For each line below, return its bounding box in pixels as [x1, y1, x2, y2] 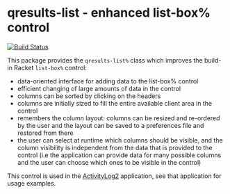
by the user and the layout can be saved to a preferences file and [17, 121, 204, 129]
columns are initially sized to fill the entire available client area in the [17, 99, 213, 107]
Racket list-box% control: [13, 63, 87, 72]
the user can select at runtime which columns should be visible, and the [17, 136, 224, 144]
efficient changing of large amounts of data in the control [17, 84, 181, 92]
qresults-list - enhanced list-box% [7, 5, 211, 21]
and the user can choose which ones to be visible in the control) [17, 158, 202, 166]
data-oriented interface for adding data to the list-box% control [17, 76, 199, 85]
